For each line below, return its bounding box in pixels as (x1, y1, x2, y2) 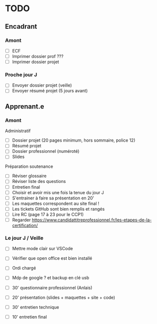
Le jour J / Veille (5, 234, 44, 241)
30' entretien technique (12, 304, 59, 310)
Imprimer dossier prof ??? (12, 53, 64, 59)
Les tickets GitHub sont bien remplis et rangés (12, 206, 105, 212)
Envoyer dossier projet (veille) (12, 82, 72, 88)
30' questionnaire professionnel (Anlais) (12, 285, 92, 290)
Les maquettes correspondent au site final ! (12, 200, 100, 206)
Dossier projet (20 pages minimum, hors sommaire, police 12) (12, 137, 136, 144)
